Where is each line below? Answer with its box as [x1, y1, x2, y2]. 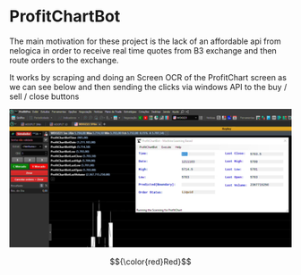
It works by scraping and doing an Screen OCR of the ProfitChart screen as [9, 71, 287, 82]
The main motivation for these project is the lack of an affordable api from [9, 36, 281, 46]
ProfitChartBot [9, 6, 121, 27]
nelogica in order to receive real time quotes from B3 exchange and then [9, 45, 278, 55]
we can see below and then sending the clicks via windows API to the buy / [9, 81, 288, 92]
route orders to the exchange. [9, 54, 119, 65]
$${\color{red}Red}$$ [109, 256, 192, 267]
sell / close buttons [9, 91, 80, 102]
